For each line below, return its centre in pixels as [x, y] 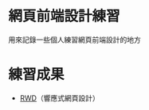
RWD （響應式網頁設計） [59, 98]
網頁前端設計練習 [65, 16]
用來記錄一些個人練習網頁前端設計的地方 [74, 40]
